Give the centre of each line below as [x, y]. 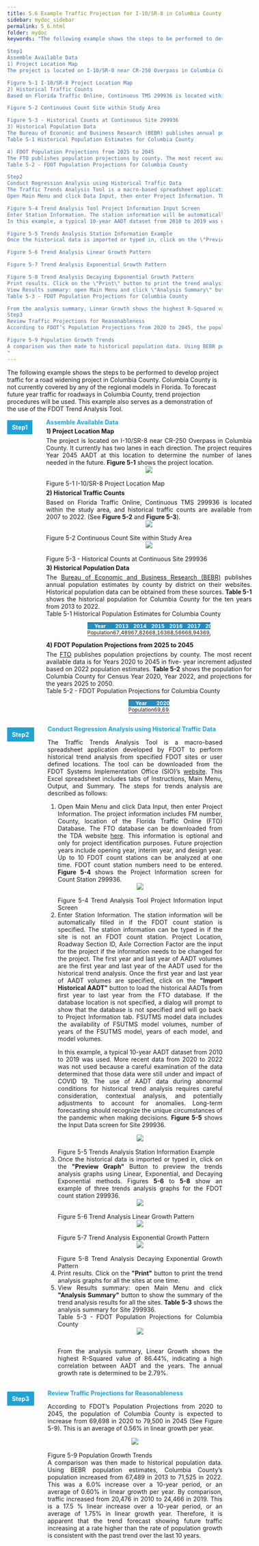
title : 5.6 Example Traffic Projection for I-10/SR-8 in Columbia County [114, 13]
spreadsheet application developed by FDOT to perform [135, 750]
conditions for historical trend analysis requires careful [140, 1089]
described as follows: [78, 793]
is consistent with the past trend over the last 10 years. [124, 1536]
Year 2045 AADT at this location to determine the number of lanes [149, 455]
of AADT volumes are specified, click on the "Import [140, 980]
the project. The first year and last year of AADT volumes [140, 959]
